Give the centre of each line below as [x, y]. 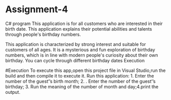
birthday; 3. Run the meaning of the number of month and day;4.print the [82, 86]
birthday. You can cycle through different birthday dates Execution [75, 60]
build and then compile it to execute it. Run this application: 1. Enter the [80, 76]
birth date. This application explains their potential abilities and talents [79, 29]
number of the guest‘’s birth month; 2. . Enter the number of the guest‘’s [80, 81]
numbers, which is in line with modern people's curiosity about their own [82, 55]
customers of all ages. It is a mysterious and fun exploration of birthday [80, 49]
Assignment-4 [37, 9]
